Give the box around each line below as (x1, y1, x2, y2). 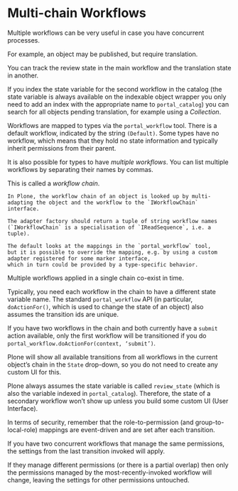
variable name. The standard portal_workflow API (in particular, (7, 295, 193, 303)
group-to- (195, 418, 225, 426)
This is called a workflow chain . (7, 179, 100, 188)
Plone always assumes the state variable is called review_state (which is (7, 382, 220, 390)
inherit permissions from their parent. (7, 144, 117, 152)
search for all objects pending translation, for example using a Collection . (7, 107, 222, 116)
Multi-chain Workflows (7, 5, 147, 21)
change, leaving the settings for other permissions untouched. (7, 475, 190, 484)
